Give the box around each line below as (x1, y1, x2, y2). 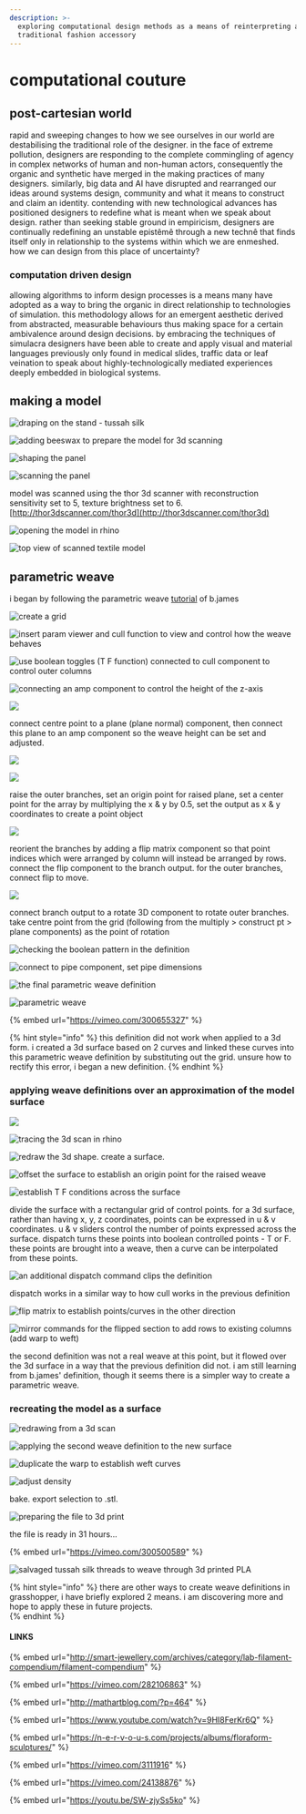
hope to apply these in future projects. (9, 1601, 153, 1612)
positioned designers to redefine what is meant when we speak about (9, 207, 271, 219)
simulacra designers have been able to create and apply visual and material (9, 338, 293, 349)
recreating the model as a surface (9, 1402, 162, 1415)
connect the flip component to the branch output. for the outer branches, (9, 863, 284, 874)
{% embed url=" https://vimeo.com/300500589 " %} (9, 1546, 203, 1557)
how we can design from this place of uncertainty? (9, 246, 200, 257)
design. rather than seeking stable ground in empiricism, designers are (9, 217, 275, 228)
